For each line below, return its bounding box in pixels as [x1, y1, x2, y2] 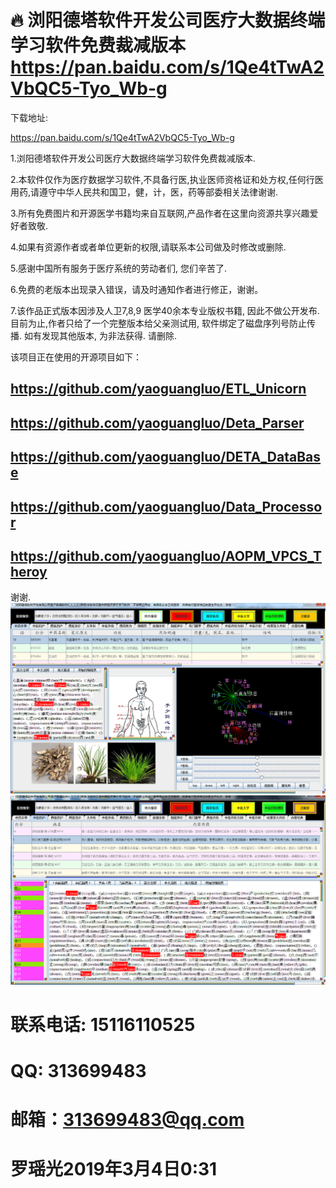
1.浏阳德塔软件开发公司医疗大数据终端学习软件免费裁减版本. [10, 152, 256, 164]
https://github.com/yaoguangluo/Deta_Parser [10, 414, 305, 431]
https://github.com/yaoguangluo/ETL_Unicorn [10, 381, 307, 398]
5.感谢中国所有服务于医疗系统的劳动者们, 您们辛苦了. [10, 262, 227, 274]
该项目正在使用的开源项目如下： [10, 351, 142, 363]
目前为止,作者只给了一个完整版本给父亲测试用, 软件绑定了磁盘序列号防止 [10, 317, 308, 329]
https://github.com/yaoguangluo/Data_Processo [10, 498, 323, 515]
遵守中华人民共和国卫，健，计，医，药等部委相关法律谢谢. [39, 186, 279, 198]
